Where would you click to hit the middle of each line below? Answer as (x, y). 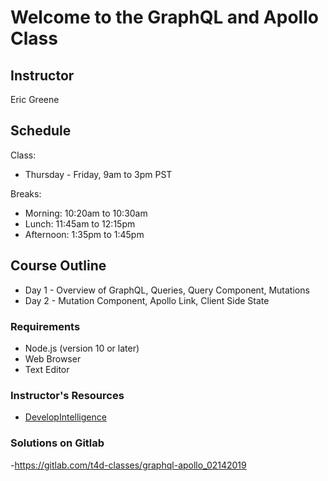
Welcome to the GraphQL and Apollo (164, 17)
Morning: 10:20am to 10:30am (86, 213)
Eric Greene (35, 99)
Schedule (41, 131)
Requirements (45, 326)
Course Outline (58, 266)
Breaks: (26, 193)
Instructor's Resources (67, 395)
